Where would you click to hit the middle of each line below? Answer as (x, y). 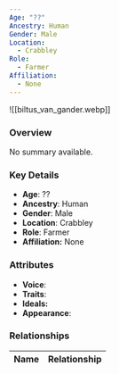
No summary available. (51, 152)
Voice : (34, 284)
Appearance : (47, 312)
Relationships (40, 336)
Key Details (34, 175)
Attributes (32, 265)
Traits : (34, 294)
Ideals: (35, 303)
